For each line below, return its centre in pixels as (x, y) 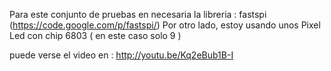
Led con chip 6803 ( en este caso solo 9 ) (95, 35)
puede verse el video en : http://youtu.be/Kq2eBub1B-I (121, 55)
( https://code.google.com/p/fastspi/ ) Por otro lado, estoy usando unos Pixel (165, 25)
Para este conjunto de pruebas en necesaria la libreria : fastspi (138, 14)
